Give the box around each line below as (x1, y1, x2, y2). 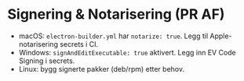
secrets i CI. (59, 39, 99, 48)
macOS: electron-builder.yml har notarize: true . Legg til (18, 31, 209, 40)
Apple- (209, 31, 232, 40)
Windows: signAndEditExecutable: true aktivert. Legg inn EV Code (18, 48, 236, 57)
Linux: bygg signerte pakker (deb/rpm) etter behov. (18, 64, 185, 73)
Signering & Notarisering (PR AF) (7, 5, 225, 23)
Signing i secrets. (18, 56, 75, 65)
